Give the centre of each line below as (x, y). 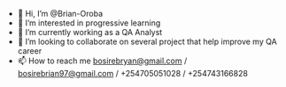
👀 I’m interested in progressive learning (89, 23)
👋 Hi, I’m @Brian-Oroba (60, 14)
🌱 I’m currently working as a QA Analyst (90, 32)
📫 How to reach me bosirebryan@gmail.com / (102, 61)
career (30, 51)
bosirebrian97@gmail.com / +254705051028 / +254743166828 (132, 73)
